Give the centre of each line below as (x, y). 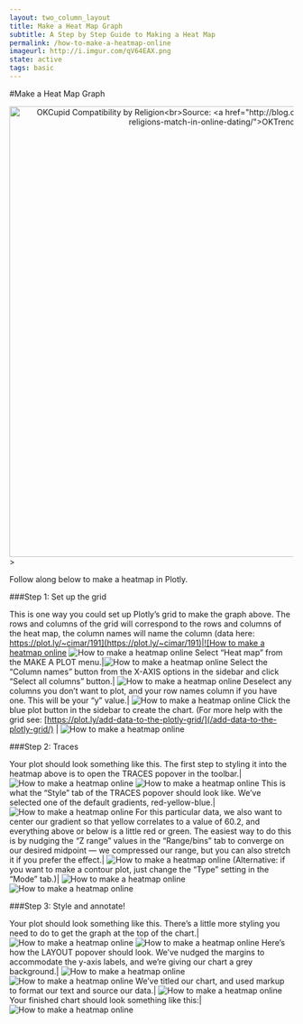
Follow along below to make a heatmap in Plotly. (98, 579)
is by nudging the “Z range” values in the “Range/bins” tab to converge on (147, 840)
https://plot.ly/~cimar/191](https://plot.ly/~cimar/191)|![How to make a (137, 643)
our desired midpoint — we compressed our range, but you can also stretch (150, 850)
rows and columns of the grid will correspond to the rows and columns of (146, 624)
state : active (36, 59)
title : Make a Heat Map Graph (66, 26)
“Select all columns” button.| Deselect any (151, 681)
